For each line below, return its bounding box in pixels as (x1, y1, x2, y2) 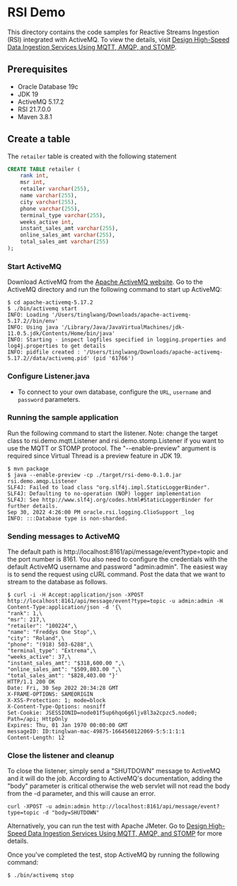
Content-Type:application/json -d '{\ (7, 604, 122, 611)
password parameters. (17, 395, 81, 403)
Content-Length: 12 (7, 734, 65, 742)
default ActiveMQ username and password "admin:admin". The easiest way (7, 562, 228, 571)
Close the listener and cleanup (7, 750, 115, 760)
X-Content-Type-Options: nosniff (7, 704, 106, 711)
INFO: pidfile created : (7, 349, 81, 356)
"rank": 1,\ (7, 610, 42, 618)
